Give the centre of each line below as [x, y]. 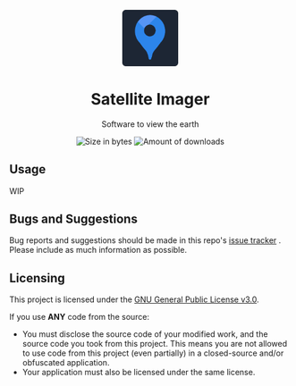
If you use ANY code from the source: [80, 317]
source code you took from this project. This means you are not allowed [155, 344]
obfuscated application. [66, 363]
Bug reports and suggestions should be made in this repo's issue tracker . [145, 240]
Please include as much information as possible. [98, 250]
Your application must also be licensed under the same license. [139, 373]
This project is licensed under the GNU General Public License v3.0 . [134, 299]
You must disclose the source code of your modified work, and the [145, 334]
